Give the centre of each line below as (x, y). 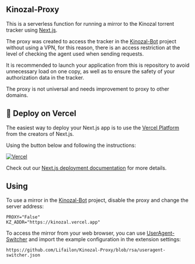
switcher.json (23, 255)
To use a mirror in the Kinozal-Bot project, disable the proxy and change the (97, 200)
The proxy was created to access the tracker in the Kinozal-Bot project (91, 41)
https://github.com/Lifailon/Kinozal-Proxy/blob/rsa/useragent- (86, 250)
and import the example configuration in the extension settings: (105, 239)
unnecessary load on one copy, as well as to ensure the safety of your (90, 71)
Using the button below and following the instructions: (71, 145)
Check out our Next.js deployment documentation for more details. (86, 168)
